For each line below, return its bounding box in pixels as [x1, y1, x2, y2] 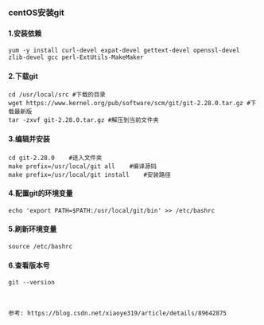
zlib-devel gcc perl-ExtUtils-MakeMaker [8, 53, 145, 61]
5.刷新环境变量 [8, 225, 57, 234]
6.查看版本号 [8, 260, 50, 270]
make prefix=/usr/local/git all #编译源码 [8, 162, 157, 170]
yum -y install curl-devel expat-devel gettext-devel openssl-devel [8, 46, 240, 55]
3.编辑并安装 [8, 134, 50, 143]
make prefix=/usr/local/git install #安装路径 [8, 170, 171, 178]
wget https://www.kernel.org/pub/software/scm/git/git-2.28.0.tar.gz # [8, 100, 250, 108]
